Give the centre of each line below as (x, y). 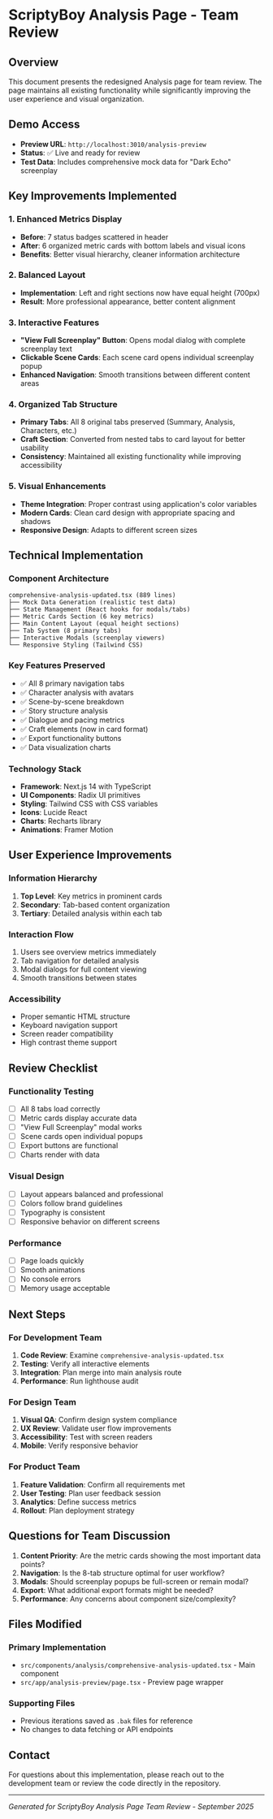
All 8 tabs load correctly (60, 1109)
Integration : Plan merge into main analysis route (101, 1373)
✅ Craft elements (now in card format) (84, 729)
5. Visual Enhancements (57, 487)
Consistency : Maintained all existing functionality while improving (130, 457)
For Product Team (44, 1466)
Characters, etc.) (48, 431)
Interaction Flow (41, 934)
